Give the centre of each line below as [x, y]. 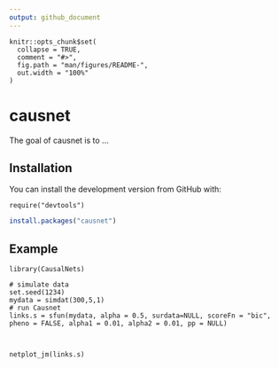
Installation [41, 168]
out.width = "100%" [53, 73]
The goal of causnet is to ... [59, 140]
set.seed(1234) [37, 293]
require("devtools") [47, 206]
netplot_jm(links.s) [47, 355]
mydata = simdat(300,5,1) [57, 301]
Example [34, 249]
